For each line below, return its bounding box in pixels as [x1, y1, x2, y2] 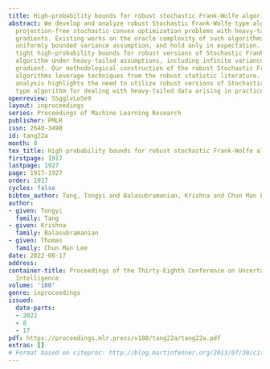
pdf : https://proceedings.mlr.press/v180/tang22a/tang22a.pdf [8, 334, 221, 342]
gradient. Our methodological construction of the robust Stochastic [15, 64, 253, 73]
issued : [8, 296, 35, 305]
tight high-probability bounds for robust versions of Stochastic [15, 49, 243, 57]
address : [8, 259, 38, 267]
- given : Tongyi [8, 206, 63, 214]
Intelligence [15, 274, 59, 282]
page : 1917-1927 [8, 169, 63, 177]
